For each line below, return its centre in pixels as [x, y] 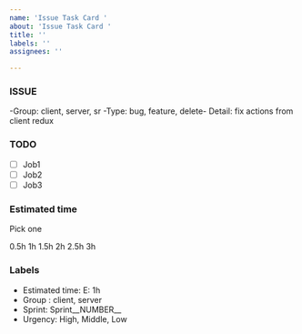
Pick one [26, 229]
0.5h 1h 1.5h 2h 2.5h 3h [53, 247]
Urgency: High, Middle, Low [75, 319]
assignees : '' [36, 52]
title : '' [28, 35]
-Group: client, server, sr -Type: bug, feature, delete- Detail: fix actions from [151, 111]
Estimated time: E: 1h [61, 290]
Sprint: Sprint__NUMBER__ [72, 309]
